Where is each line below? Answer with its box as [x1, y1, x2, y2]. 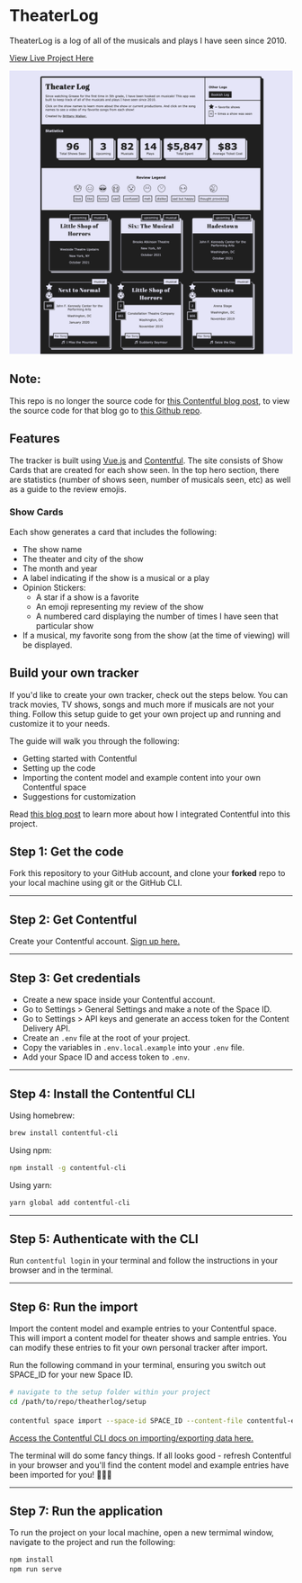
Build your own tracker [9, 666, 139, 681]
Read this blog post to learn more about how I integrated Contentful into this [9, 809, 290, 819]
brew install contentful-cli [9, 1128, 119, 1138]
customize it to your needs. [9, 718, 111, 729]
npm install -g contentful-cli [9, 1163, 127, 1172]
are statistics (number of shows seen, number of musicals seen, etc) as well [9, 474, 291, 485]
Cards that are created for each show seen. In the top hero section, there [9, 464, 280, 475]
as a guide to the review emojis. [9, 483, 128, 495]
